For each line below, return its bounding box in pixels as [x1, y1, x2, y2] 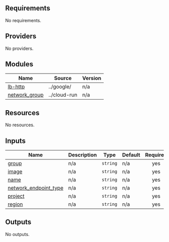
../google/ [48, 83, 71, 90]
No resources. [5, 122, 35, 128]
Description [68, 151, 97, 158]
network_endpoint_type [8, 185, 64, 192]
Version [82, 75, 102, 82]
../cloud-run [48, 92, 77, 99]
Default [122, 151, 140, 158]
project [8, 193, 25, 200]
